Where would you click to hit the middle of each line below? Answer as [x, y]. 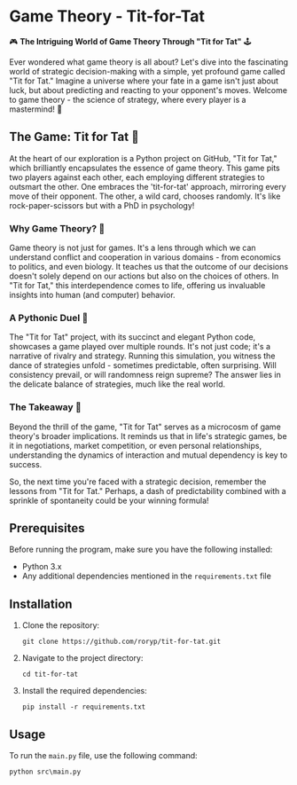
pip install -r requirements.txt [84, 707]
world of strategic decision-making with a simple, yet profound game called [147, 71]
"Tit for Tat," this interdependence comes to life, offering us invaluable [137, 286]
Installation [41, 604]
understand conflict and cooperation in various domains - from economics [145, 257]
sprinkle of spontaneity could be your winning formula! [109, 500]
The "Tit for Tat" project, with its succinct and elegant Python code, [133, 337]
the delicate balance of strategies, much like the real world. [117, 384]
